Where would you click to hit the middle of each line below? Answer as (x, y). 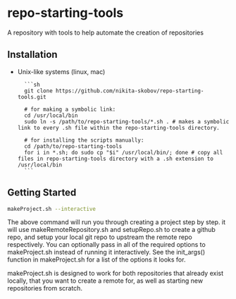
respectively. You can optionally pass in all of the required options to (106, 245)
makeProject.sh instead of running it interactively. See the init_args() (106, 252)
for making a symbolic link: (73, 109)
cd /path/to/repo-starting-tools (73, 146)
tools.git (32, 97)
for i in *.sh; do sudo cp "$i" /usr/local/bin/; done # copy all (124, 152)
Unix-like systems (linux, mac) (61, 71)
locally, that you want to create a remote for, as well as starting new (105, 281)
